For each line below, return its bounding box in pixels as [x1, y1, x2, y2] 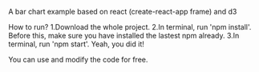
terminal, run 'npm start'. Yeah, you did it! [8, 39, 144, 49]
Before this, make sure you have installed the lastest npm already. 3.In [8, 31, 240, 40]
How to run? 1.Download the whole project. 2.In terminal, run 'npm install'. [8, 22, 252, 31]
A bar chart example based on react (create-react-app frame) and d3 [8, 7, 237, 16]
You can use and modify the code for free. [8, 55, 148, 64]
